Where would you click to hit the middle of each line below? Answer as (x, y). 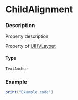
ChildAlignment (39, 9)
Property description (27, 36)
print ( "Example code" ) (29, 92)
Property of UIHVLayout (31, 46)
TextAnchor (17, 69)
